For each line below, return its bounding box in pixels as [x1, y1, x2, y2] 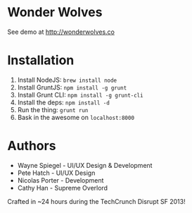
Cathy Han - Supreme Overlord [17, 183, 108, 192]
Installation [7, 52, 75, 68]
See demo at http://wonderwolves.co [7, 28, 115, 36]
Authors [7, 138, 56, 154]
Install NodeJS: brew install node [17, 75, 117, 84]
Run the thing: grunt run [17, 105, 89, 114]
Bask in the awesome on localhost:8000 [17, 113, 135, 121]
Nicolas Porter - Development [17, 176, 104, 184]
